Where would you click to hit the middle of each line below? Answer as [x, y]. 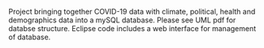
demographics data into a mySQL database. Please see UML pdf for [122, 20]
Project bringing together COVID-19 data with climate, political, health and [132, 12]
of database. [30, 37]
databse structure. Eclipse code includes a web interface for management [132, 28]
